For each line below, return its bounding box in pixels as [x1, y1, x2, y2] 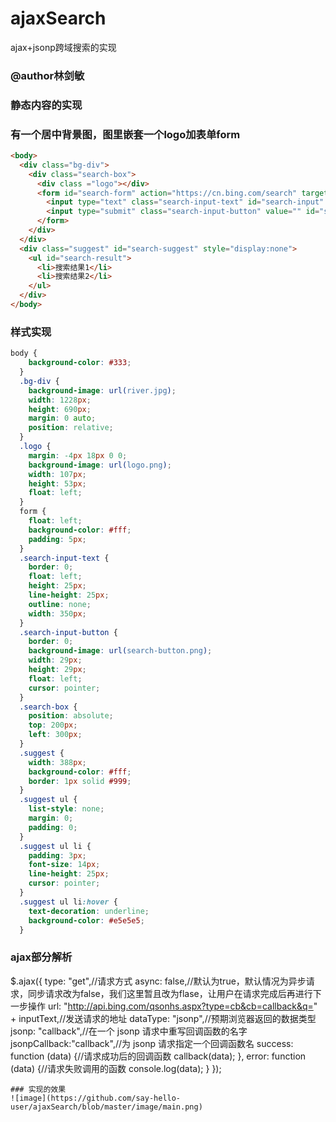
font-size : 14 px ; [28, 860, 101, 870]
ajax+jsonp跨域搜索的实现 [10, 41, 117, 53]
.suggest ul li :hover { [19, 897, 118, 907]
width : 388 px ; [28, 757, 87, 767]
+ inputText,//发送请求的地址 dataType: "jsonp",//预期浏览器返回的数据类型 [10, 1012, 317, 1024]
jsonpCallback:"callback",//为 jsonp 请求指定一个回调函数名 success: [10, 1037, 294, 1049]
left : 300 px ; [28, 730, 83, 740]
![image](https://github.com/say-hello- [10, 1093, 182, 1103]
